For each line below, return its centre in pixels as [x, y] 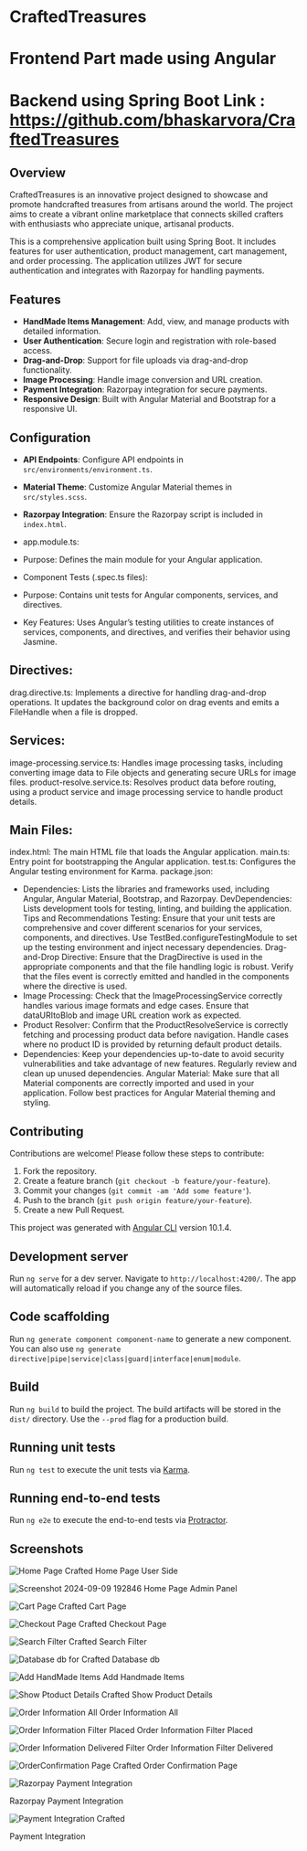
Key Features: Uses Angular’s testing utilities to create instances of [148, 622]
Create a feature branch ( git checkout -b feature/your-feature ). [147, 1181]
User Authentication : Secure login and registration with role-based [149, 341]
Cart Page [107, 1606]
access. [37, 351]
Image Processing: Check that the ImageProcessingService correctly [153, 996]
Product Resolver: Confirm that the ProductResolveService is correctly [155, 1025]
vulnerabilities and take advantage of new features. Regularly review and [159, 1064]
